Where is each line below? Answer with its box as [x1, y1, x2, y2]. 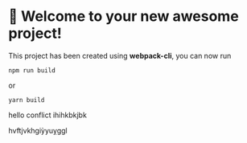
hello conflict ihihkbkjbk [8, 110, 87, 120]
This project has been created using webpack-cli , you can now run [8, 51, 232, 60]
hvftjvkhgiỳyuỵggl [8, 125, 68, 135]
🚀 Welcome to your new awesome [8, 7, 239, 26]
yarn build [8, 96, 45, 104]
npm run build [8, 66, 56, 75]
